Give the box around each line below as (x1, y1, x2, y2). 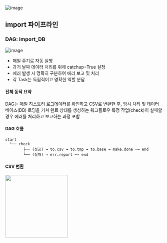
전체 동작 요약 (5, 89, 31, 95)
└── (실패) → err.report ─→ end (23, 152, 88, 157)
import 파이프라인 (5, 21, 58, 29)
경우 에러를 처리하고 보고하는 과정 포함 (5, 113, 80, 119)
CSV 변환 (5, 163, 24, 169)
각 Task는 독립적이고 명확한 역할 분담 (12, 76, 85, 82)
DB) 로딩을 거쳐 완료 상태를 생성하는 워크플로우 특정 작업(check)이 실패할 (18, 107, 162, 113)
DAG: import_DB (5, 36, 45, 43)
